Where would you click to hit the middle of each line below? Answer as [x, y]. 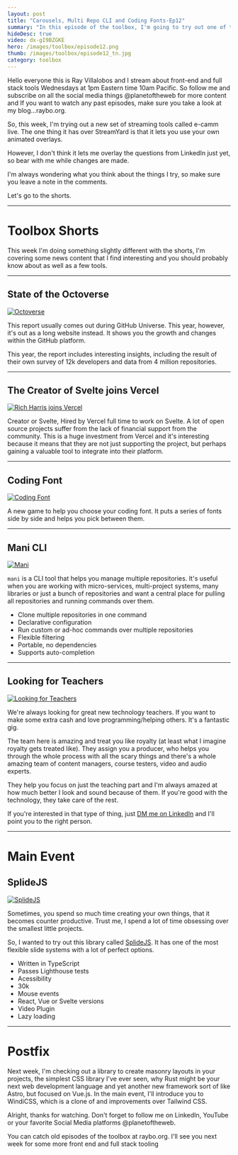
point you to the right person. [50, 821]
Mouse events [38, 993]
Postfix [29, 1051]
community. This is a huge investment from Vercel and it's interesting [108, 436]
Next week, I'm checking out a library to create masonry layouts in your [112, 1071]
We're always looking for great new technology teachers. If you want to [112, 712]
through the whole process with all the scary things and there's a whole [112, 756]
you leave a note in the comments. [58, 182]
